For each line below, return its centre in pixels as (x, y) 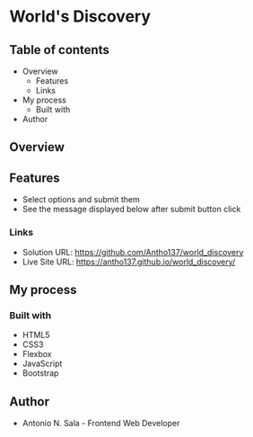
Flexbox (37, 354)
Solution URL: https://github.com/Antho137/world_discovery (133, 252)
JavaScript (42, 364)
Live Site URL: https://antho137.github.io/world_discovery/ (129, 262)
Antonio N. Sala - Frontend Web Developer (101, 423)
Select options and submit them (81, 200)
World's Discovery (80, 17)
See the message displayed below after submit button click (131, 210)
